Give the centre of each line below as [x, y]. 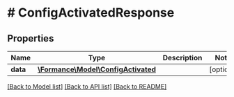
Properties [31, 38]
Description [182, 58]
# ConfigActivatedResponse [91, 13]
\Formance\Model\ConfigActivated [97, 69]
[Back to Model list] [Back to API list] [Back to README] [87, 87]
